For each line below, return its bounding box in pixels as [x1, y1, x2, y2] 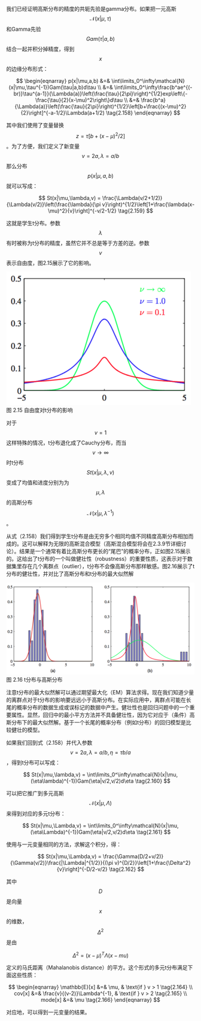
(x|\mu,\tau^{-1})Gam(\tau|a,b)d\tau [8, 83, 97, 91]
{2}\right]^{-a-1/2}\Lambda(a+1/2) [20, 109, 105, 116]
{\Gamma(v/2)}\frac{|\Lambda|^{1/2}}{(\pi [10, 859, 114, 866]
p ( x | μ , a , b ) [87, 172, 114, 179]
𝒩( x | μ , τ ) [89, 15, 112, 22]
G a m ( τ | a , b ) [86, 35, 115, 42]
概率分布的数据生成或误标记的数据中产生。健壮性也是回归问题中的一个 [16, 703, 190, 710]
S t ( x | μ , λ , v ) [86, 468, 115, 476]
